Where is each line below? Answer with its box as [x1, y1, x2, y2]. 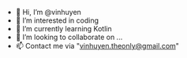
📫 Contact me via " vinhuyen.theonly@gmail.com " [15, 42, 180, 50]
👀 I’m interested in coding [15, 16, 99, 25]
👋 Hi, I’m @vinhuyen [15, 8, 81, 16]
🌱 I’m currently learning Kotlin [15, 24, 112, 33]
